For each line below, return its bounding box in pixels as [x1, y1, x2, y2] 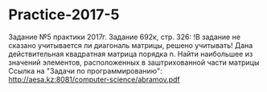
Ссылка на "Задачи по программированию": [8, 66, 162, 75]
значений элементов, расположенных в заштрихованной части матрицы [8, 58, 260, 67]
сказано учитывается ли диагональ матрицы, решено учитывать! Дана [8, 40, 253, 50]
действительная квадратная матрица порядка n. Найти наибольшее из [8, 49, 253, 58]
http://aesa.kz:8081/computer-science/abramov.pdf [8, 74, 181, 84]
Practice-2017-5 [8, 6, 120, 24]
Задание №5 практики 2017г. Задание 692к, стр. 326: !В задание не [8, 32, 241, 42]
